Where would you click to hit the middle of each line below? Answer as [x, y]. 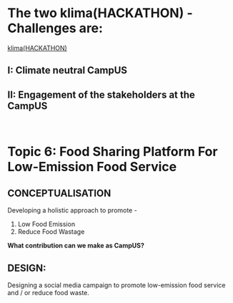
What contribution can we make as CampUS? [76, 246]
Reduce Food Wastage [51, 232]
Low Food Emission [46, 224]
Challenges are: [55, 28]
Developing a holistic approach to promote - [72, 210]
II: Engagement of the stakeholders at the [101, 94]
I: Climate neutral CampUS [67, 70]
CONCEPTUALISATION [59, 193]
